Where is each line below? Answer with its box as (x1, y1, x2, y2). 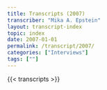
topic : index (7, 29, 45, 37)
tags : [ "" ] (7, 56, 39, 63)
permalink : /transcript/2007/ (7, 43, 95, 50)
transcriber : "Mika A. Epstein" (7, 17, 101, 24)
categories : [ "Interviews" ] (7, 50, 89, 57)
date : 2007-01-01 (7, 36, 58, 43)
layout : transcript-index (7, 23, 82, 30)
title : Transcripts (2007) (7, 10, 85, 17)
